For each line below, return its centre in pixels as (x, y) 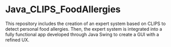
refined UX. (17, 40)
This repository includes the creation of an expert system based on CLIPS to (86, 24)
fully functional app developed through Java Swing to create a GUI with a (82, 34)
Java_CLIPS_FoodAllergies (63, 9)
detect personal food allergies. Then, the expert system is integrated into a (84, 29)
